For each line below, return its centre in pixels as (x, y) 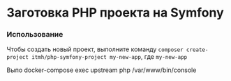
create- (198, 50)
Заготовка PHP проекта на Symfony (115, 13)
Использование (35, 35)
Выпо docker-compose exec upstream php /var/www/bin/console (102, 70)
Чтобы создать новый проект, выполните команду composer (95, 49)
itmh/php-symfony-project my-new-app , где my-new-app (110, 57)
